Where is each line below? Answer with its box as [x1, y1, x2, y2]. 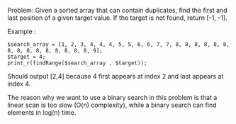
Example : [7, 28, 37, 35]
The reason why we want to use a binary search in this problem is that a [7, 94, 218, 101]
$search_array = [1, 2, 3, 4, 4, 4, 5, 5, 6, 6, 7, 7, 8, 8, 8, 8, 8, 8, [7, 41, 230, 48]
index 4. [7, 79, 31, 88]
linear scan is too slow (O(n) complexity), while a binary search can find [7, 101, 217, 109]
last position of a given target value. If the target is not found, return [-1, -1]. [7, 13, 228, 22]
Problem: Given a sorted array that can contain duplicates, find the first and [7, 6, 227, 14]
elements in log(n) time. [7, 108, 77, 116]
